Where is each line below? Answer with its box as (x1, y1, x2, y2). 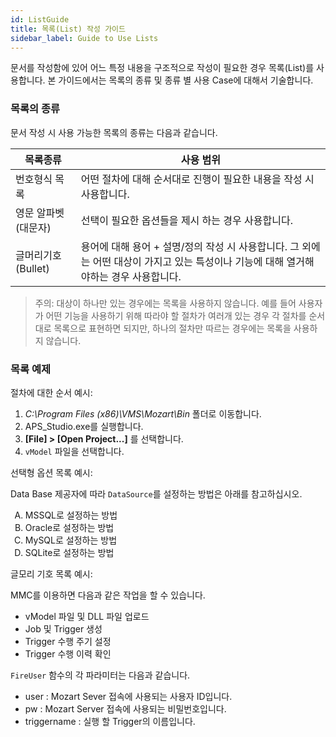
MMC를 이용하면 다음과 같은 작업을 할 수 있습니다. (10, 589, 206, 601)
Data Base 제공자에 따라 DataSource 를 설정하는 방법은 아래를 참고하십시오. (10, 487, 303, 500)
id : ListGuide (10, 14, 70, 25)
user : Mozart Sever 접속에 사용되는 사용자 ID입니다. (24, 690, 233, 702)
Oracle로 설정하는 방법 (24, 521, 115, 533)
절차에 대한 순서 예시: (10, 386, 93, 398)
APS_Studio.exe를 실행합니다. (24, 420, 144, 432)
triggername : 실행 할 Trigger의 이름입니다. (24, 715, 196, 727)
